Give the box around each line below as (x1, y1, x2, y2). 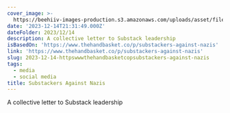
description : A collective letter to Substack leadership (7, 35, 176, 42)
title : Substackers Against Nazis (7, 80, 106, 86)
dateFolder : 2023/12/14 (7, 29, 75, 36)
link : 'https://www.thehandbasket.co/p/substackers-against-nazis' (7, 48, 204, 55)
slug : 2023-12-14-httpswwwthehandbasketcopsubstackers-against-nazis (7, 54, 210, 61)
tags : (7, 61, 23, 67)
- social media (13, 73, 57, 80)
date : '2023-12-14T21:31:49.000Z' (7, 22, 106, 29)
